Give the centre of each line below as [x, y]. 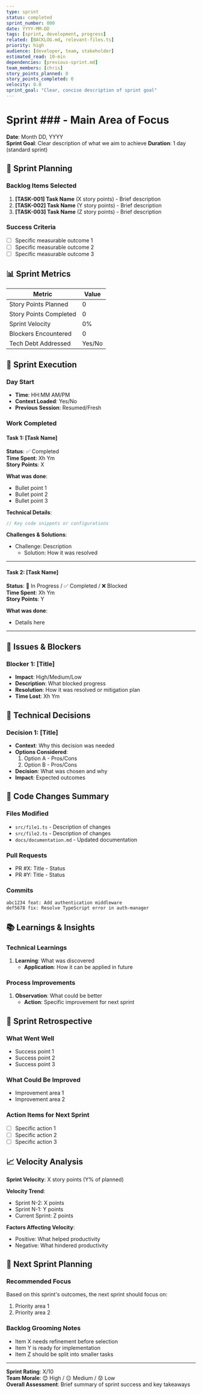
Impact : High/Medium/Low [48, 677]
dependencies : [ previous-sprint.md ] [52, 62]
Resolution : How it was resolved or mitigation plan [77, 690]
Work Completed [32, 424]
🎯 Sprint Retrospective [49, 1021]
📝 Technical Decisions [49, 715]
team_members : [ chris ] [35, 68]
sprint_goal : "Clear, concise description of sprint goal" [82, 90]
